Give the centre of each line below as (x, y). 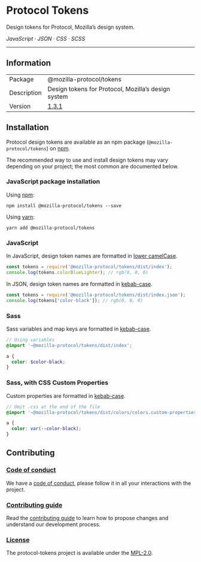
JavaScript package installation (53, 182)
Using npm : (20, 195)
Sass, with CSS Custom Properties (57, 383)
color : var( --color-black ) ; (47, 429)
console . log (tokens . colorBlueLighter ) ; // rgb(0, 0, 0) (77, 273)
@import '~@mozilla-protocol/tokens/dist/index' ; (69, 345)
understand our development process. (53, 524)
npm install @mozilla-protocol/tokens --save (64, 206)
